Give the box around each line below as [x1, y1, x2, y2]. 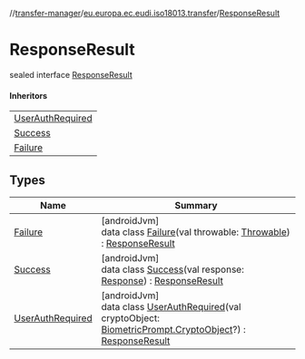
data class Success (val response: [101, 263, 245, 276]
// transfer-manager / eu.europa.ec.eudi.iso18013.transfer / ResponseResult [9, 8, 280, 18]
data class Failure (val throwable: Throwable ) [101, 226, 290, 238]
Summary [174, 199, 218, 211]
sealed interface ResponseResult [9, 69, 133, 80]
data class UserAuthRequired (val [101, 300, 241, 313]
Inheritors [9, 90, 48, 101]
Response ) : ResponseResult [101, 274, 224, 286]
